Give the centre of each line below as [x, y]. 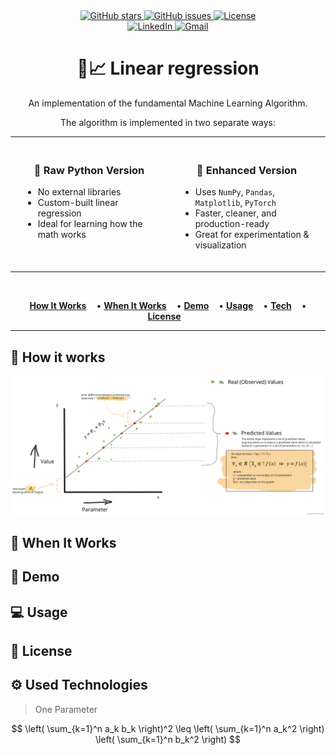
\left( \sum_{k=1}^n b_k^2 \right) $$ [168, 739]
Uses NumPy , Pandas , [234, 192]
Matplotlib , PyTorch [235, 203]
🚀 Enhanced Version [247, 170]
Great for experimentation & [252, 235]
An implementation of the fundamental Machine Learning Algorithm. [168, 103]
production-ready [232, 224]
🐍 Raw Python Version [89, 170]
